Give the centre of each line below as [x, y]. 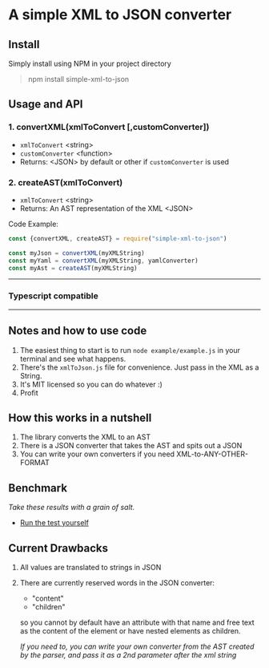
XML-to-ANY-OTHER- [212, 454]
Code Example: [33, 224]
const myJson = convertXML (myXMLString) [77, 253]
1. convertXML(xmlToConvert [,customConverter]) [109, 128]
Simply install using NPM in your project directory [90, 63]
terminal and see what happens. [73, 358]
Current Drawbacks [58, 548]
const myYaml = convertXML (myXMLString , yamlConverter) [103, 261]
